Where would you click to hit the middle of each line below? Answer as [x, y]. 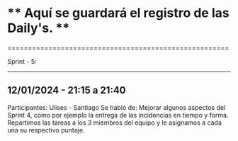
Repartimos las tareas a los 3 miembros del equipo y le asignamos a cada [114, 123]
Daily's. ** [39, 28]
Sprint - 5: [22, 61]
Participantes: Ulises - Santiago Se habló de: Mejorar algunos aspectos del [117, 107]
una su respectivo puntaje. [46, 130]
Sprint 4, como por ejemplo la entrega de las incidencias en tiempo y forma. [118, 115]
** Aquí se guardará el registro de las [118, 13]
